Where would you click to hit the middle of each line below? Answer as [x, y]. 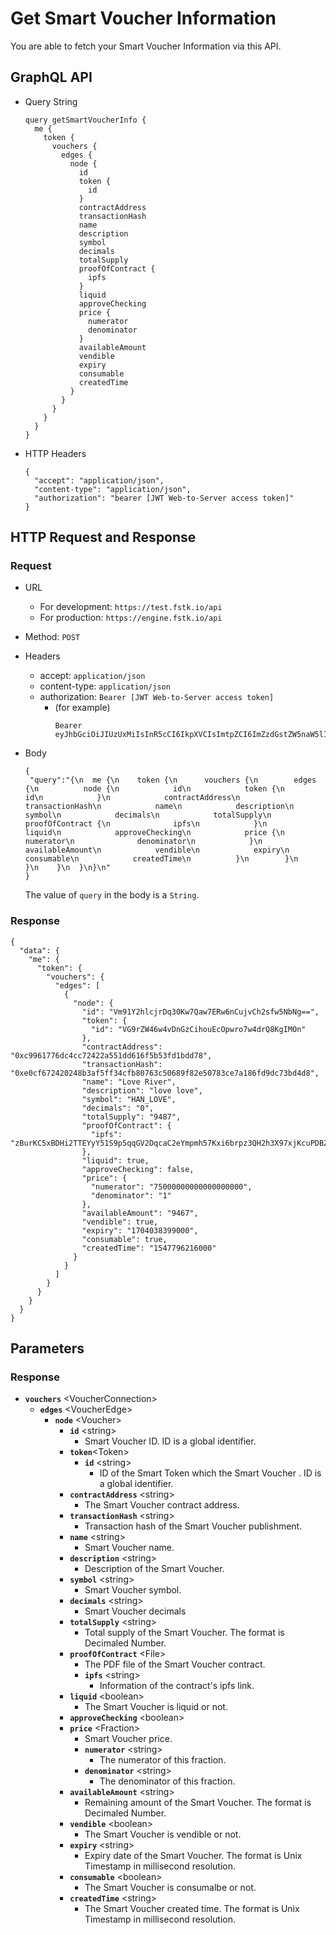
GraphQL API [51, 77]
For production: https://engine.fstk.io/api [131, 618]
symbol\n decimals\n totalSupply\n [148, 815]
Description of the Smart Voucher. [154, 1569]
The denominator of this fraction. [167, 1781]
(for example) [82, 708]
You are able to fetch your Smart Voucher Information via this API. [146, 46]
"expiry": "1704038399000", [140, 1230]
